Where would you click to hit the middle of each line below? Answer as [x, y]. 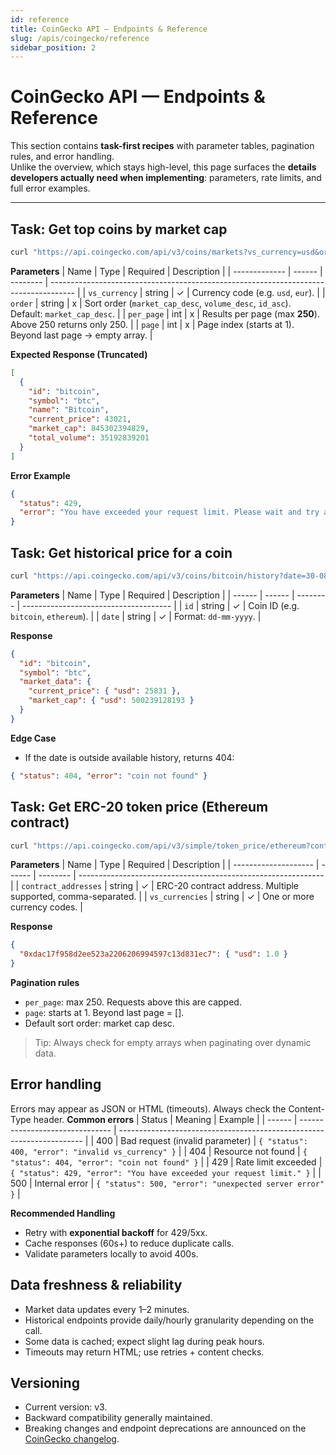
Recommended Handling [63, 1213]
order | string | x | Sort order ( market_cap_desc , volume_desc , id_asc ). [151, 303]
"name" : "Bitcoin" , [69, 410]
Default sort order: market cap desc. [99, 1023]
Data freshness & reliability [96, 1285]
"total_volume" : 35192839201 [89, 438]
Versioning [45, 1383]
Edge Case [33, 738]
